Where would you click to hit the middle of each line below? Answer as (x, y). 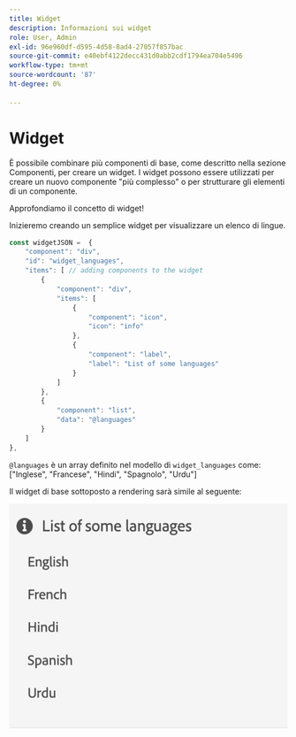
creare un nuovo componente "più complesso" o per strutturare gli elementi (147, 181)
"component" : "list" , (96, 411)
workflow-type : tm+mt (49, 65)
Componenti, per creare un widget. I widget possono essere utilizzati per (142, 172)
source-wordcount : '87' (53, 75)
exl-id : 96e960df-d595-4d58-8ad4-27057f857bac (96, 47)
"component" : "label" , (130, 355)
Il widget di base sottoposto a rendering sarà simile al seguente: (125, 491)
